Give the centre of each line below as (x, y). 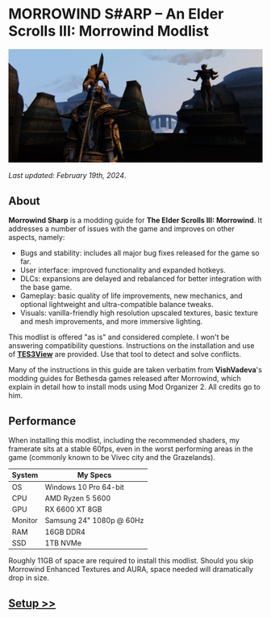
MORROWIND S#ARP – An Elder (116, 14)
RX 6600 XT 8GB (73, 509)
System (25, 475)
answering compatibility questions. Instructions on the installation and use (131, 346)
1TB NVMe (63, 543)
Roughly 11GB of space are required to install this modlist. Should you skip (131, 561)
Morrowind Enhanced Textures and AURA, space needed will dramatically (131, 570)
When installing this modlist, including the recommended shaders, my (124, 440)
